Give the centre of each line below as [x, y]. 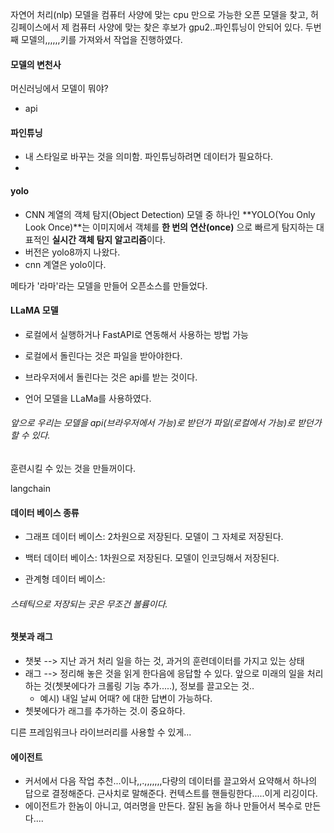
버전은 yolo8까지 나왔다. [72, 252]
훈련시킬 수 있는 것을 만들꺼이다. [73, 469]
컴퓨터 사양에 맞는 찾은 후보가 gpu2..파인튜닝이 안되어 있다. [187, 27]
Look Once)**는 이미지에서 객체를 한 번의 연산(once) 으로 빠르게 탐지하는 [169, 227]
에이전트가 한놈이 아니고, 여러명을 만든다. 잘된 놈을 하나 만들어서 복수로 [163, 806]
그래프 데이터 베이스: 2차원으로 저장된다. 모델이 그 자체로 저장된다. [154, 537]
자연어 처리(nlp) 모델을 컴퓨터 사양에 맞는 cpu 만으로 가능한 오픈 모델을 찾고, [159, 14]
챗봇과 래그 [31, 637]
